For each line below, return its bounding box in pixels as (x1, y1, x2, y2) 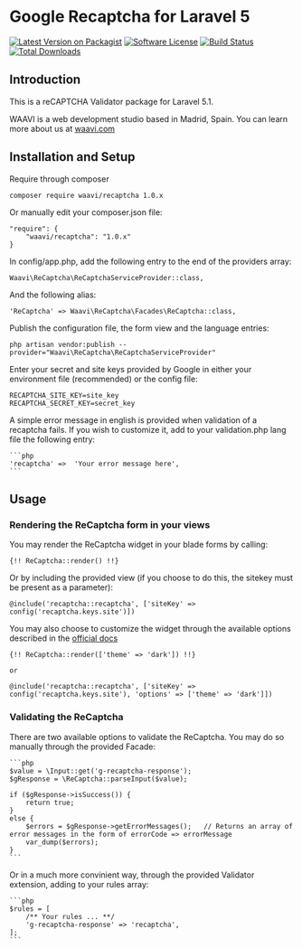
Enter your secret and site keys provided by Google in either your (9, 363, 252, 374)
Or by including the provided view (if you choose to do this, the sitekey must (9, 572, 294, 584)
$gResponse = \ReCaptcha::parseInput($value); (9, 774, 188, 784)
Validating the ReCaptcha (9, 711, 124, 724)
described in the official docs (9, 633, 118, 643)
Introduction (9, 72, 81, 88)
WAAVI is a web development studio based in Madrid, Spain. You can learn (9, 113, 288, 124)
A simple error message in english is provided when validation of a (9, 414, 258, 426)
